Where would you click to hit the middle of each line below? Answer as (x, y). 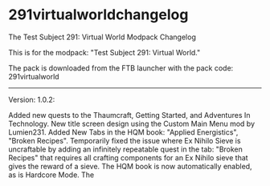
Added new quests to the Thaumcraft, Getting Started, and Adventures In (129, 115)
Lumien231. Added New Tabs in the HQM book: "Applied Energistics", (123, 132)
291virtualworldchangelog (98, 15)
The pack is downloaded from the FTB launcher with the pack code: (121, 68)
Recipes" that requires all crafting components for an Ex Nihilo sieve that (128, 157)
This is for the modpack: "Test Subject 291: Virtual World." (104, 52)
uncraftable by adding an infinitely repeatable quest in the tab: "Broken (126, 149)
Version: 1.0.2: (32, 99)
